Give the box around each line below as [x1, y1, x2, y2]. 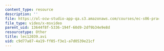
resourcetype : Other [5, 30, 47, 34]
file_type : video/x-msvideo [5, 20, 62, 26]
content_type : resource [5, 7, 54, 12]
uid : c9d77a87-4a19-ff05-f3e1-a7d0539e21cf [5, 39, 95, 44]
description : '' [5, 12, 38, 17]
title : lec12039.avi [5, 34, 47, 39]
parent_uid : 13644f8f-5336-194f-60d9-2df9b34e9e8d [5, 25, 110, 30]
